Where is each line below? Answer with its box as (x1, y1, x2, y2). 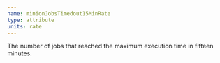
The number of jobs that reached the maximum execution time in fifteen (7, 42, 214, 51)
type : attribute (7, 17, 54, 24)
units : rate (7, 23, 42, 30)
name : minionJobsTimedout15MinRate (7, 10, 111, 17)
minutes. (7, 49, 33, 57)
